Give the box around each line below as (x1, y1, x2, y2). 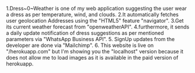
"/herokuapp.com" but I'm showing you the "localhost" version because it (6, 48, 184, 54)
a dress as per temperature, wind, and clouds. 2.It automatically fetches (6, 11, 179, 18)
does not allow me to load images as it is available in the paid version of (6, 54, 179, 61)
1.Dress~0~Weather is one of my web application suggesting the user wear (6, 5, 187, 12)
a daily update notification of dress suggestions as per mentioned (6, 30, 165, 36)
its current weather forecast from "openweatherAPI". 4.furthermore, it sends (6, 23, 190, 30)
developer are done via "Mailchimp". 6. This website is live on (6, 42, 154, 49)
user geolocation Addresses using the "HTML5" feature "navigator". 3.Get (6, 17, 184, 24)
